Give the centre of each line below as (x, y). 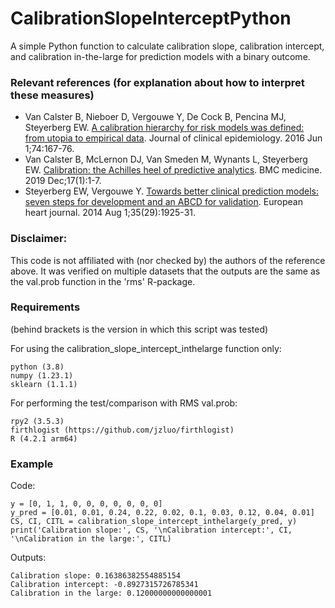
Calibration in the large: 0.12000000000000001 (111, 593)
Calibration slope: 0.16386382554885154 (96, 576)
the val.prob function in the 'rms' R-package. (103, 281)
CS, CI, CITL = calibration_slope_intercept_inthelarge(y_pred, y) (154, 522)
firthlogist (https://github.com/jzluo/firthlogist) (122, 430)
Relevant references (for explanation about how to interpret (157, 82)
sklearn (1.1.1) (44, 384)
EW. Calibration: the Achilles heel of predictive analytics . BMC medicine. (173, 170)
